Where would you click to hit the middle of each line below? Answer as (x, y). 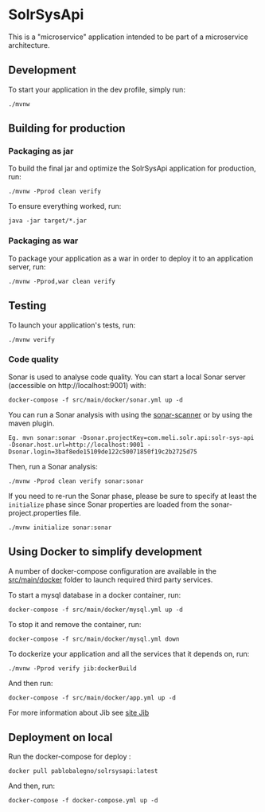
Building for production (67, 129)
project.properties (38, 512)
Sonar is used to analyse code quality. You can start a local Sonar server (127, 377)
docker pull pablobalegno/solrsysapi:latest (83, 771)
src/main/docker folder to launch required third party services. (111, 579)
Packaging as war (43, 241)
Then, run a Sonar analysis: (53, 466)
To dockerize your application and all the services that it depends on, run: (129, 653)
